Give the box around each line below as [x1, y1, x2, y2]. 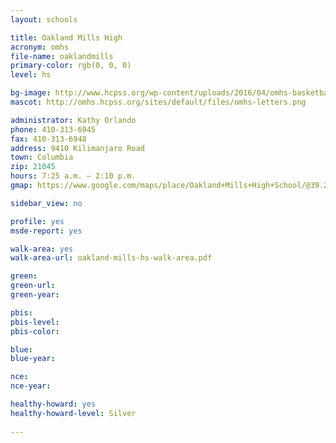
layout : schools [10, 14, 78, 25]
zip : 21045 [10, 162, 56, 172]
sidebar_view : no [10, 198, 83, 208]
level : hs [10, 70, 52, 80]
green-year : [10, 290, 60, 300]
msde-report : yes [10, 226, 83, 236]
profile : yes [10, 216, 65, 226]
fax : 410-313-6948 [10, 134, 87, 144]
